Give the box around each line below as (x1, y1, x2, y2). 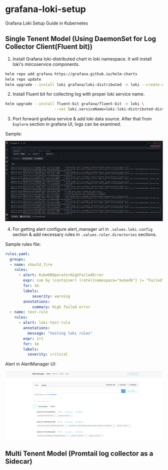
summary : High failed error (31, 304, 91, 309)
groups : (9, 257, 26, 262)
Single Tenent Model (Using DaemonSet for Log (5, 35, 156, 43)
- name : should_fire (9, 262, 52, 267)
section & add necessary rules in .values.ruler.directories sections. (12, 231, 157, 237)
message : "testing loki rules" (27, 331, 93, 336)
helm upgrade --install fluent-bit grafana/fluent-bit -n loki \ (5, 101, 144, 106)
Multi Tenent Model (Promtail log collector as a (5, 449, 153, 458)
